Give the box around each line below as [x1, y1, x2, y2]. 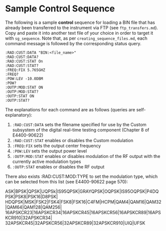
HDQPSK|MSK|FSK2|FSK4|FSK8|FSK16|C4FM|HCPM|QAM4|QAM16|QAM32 [5, 199, 162, 205]
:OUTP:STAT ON [5, 93, 35, 98]
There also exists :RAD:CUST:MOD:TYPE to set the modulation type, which [5, 173, 158, 179]
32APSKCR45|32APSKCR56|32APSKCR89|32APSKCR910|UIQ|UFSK [5, 220, 145, 226]
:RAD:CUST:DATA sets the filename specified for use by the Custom [12, 121, 147, 127]
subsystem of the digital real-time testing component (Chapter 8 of [12, 127, 150, 133]
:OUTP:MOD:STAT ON [5, 85, 43, 90]
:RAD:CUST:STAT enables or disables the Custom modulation [12, 137, 134, 143]
